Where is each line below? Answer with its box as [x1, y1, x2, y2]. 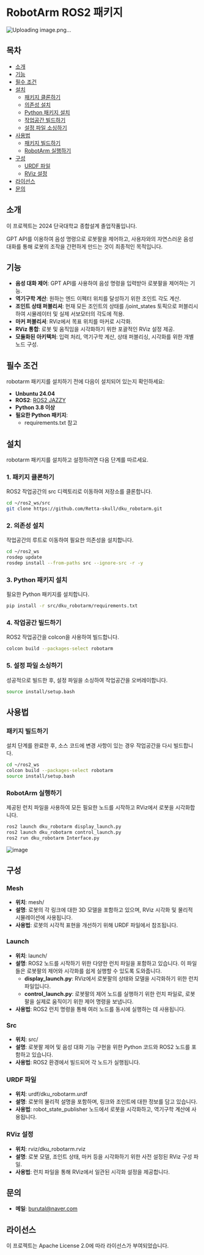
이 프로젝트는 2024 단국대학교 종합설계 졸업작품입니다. [6, 222, 137, 229]
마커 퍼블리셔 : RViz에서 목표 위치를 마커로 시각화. [15, 318, 133, 325]
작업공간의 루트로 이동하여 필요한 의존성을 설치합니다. [6, 536, 134, 544]
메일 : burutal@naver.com [15, 1205, 78, 1212]
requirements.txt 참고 [24, 419, 78, 427]
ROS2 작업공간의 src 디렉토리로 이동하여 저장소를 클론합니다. [6, 488, 153, 495]
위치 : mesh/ [15, 899, 45, 906]
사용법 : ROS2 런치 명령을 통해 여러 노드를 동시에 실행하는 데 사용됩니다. [15, 1005, 186, 1012]
